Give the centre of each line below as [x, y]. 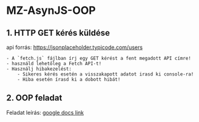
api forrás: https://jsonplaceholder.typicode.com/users [75, 47]
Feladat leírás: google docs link [45, 112]
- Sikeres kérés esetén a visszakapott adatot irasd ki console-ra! [106, 74]
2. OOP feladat [34, 98]
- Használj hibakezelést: [39, 69]
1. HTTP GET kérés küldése [58, 33]
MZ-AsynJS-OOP [51, 11]
